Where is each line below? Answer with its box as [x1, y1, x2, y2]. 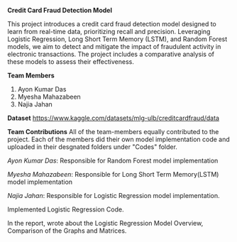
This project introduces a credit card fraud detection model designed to [7, 20, 216, 28]
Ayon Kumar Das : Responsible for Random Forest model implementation [7, 156, 219, 165]
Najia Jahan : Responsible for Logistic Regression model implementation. [7, 192, 220, 199]
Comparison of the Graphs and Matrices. [7, 226, 127, 235]
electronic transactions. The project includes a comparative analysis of [7, 50, 215, 58]
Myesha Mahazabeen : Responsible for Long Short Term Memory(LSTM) [7, 170, 219, 178]
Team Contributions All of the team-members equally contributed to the [7, 128, 219, 136]
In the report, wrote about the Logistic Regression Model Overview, [7, 219, 204, 227]
